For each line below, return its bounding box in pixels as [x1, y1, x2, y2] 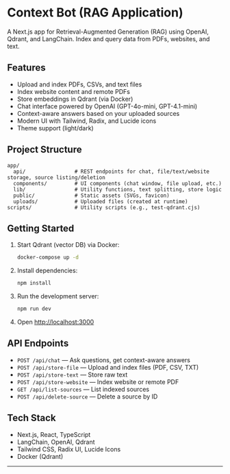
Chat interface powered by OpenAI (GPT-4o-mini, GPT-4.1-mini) [16, 102, 198, 110]
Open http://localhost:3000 [16, 318, 94, 326]
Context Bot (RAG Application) [7, 5, 183, 21]
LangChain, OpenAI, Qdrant [16, 438, 95, 446]
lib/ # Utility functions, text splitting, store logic [13, 186, 222, 193]
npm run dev [16, 305, 51, 313]
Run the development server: [16, 292, 99, 300]
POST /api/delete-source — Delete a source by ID [16, 392, 158, 401]
